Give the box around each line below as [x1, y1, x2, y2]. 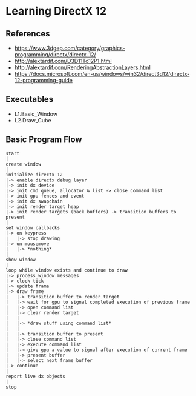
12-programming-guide [14, 77, 73, 84]
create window [5, 161, 42, 167]
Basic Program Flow [5, 135, 82, 145]
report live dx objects [5, 373, 66, 380]
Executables [5, 94, 54, 104]
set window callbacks [5, 224, 60, 231]
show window [5, 257, 36, 263]
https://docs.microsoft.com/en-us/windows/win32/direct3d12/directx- [14, 70, 190, 77]
